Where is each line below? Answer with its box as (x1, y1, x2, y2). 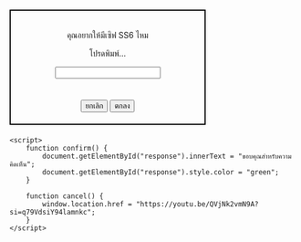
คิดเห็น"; (9, 160, 36, 169)
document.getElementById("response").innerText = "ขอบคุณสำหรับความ (42, 152, 292, 161)
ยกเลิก (85, 101, 104, 110)
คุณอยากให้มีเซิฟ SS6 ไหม (67, 30, 149, 40)
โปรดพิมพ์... (88, 48, 127, 58)
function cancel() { (26, 192, 104, 201)
